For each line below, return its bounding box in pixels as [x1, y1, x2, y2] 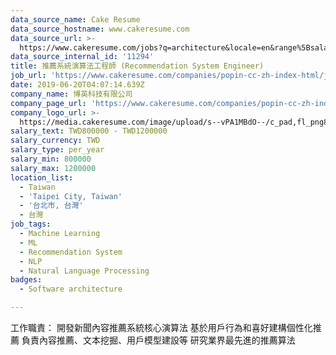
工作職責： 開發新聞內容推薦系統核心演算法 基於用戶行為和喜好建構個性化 [10, 322, 313, 333]
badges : [10, 275, 43, 285]
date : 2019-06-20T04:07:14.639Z [10, 80, 145, 90]
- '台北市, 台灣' [19, 201, 84, 211]
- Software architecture [19, 284, 123, 295]
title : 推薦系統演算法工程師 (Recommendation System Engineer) [10, 61, 265, 71]
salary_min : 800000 [10, 154, 92, 164]
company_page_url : [10, 98, 87, 108]
